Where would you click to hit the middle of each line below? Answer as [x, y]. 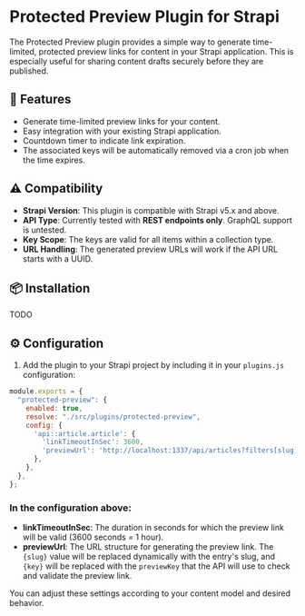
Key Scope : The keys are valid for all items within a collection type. [148, 239]
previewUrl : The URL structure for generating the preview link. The [148, 546]
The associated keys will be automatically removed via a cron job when [155, 150]
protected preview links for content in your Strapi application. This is [166, 51]
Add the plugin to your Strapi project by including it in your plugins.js [153, 365]
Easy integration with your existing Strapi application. [122, 131]
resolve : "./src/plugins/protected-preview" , [113, 417]
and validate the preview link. [77, 575]
